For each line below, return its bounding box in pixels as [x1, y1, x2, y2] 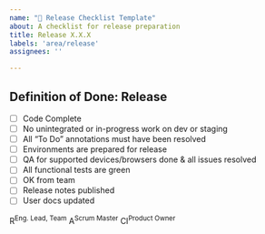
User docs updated [22, 195, 95, 206]
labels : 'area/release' [9, 38, 100, 48]
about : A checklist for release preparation [9, 22, 181, 31]
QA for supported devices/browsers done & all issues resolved [22, 154, 257, 165]
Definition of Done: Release [9, 88, 168, 105]
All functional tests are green [22, 165, 131, 176]
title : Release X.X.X [9, 30, 92, 39]
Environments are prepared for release [22, 144, 168, 155]
